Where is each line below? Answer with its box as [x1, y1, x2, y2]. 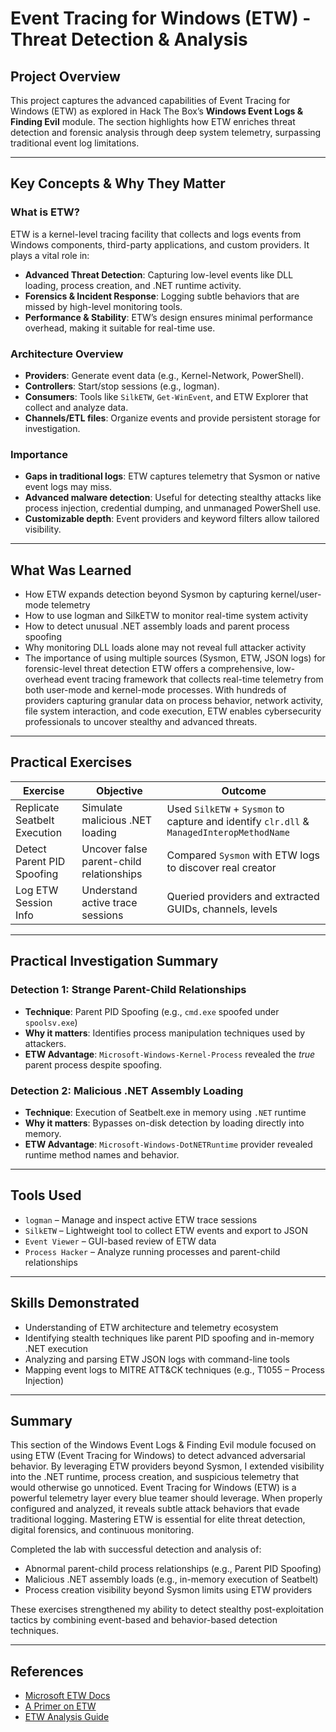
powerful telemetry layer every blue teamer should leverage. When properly [10, 1492, 323, 1504]
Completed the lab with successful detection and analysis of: [10, 1543, 262, 1556]
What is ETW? [10, 205, 80, 219]
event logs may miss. [24, 481, 113, 493]
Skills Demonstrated [10, 1295, 140, 1312]
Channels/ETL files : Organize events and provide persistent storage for [24, 412, 321, 424]
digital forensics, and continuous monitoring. [10, 1524, 195, 1536]
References [10, 1663, 84, 1680]
